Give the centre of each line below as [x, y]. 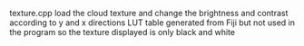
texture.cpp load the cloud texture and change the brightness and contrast [149, 13]
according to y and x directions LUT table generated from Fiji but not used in [152, 23]
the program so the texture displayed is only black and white [123, 32]
